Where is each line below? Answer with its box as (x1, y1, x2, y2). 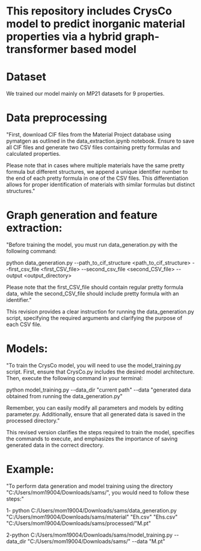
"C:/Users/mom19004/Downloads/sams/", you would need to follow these (6, 488, 190, 496)
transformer (6, 43, 68, 57)
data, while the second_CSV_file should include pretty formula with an (6, 290, 179, 297)
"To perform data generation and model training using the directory (6, 482, 173, 490)
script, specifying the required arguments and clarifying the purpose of (6, 315, 182, 321)
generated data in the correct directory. (6, 441, 104, 449)
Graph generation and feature (6, 209, 158, 222)
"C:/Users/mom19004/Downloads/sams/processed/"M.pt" (6, 519, 152, 527)
